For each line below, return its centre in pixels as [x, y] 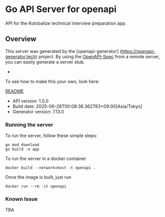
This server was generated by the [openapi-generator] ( [64, 51]
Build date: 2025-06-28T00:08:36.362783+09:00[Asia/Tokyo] [77, 106]
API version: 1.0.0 [31, 101]
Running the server [29, 124]
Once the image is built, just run [38, 177]
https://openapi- [138, 51]
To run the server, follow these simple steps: [51, 136]
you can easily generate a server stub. [45, 62]
